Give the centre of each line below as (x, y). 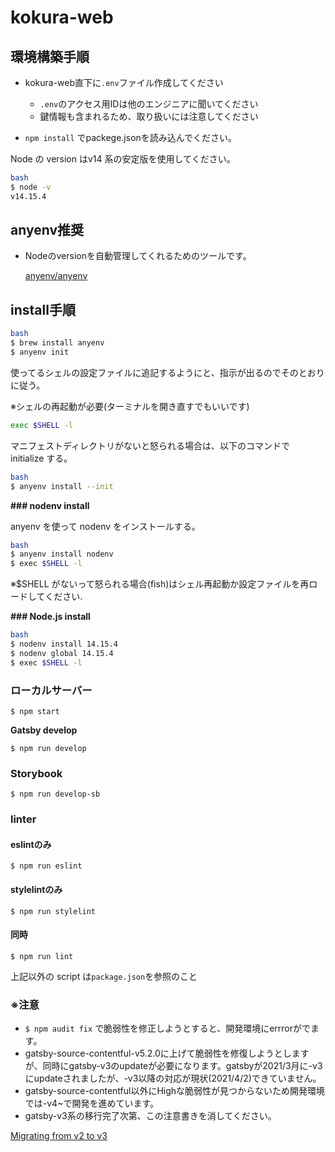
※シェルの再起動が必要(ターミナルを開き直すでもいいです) (130, 406)
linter (23, 819)
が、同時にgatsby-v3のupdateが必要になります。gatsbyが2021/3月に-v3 (173, 1066)
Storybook (36, 773)
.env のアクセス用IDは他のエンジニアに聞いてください (149, 104)
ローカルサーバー (51, 690)
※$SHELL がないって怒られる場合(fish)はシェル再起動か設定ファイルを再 (160, 584)
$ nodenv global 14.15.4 (62, 653)
